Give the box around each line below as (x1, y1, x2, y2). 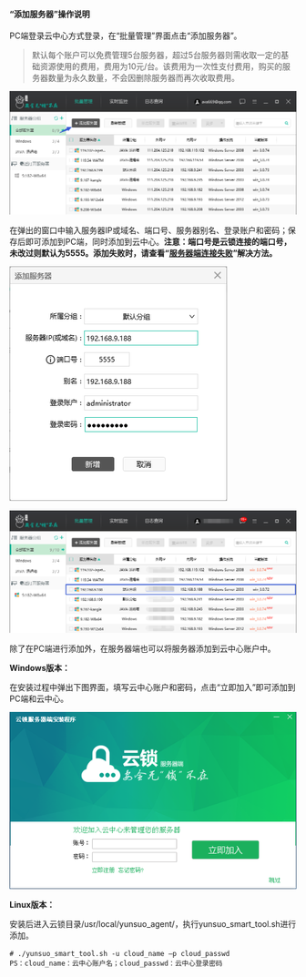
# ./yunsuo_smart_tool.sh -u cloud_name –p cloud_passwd (9, 949, 230, 958)
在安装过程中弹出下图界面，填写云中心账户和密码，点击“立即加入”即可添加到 (9, 682, 296, 693)
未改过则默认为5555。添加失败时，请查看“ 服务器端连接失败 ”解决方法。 (9, 248, 278, 259)
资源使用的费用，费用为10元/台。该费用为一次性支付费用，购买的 (39, 61, 283, 72)
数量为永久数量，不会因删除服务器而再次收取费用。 (47, 73, 240, 84)
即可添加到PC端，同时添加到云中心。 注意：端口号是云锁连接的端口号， (25, 237, 292, 248)
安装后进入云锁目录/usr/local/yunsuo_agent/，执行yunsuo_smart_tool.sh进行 (9, 918, 297, 929)
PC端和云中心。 (9, 693, 69, 705)
